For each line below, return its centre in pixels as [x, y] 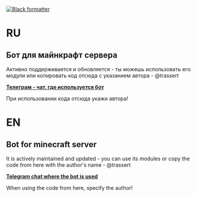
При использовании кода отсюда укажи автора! [67, 99]
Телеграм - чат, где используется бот [55, 87]
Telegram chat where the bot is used [52, 176]
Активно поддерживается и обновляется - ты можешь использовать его [99, 69]
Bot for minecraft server [51, 144]
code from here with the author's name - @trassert [69, 165]
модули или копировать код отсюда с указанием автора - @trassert [93, 75]
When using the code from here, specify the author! [69, 188]
